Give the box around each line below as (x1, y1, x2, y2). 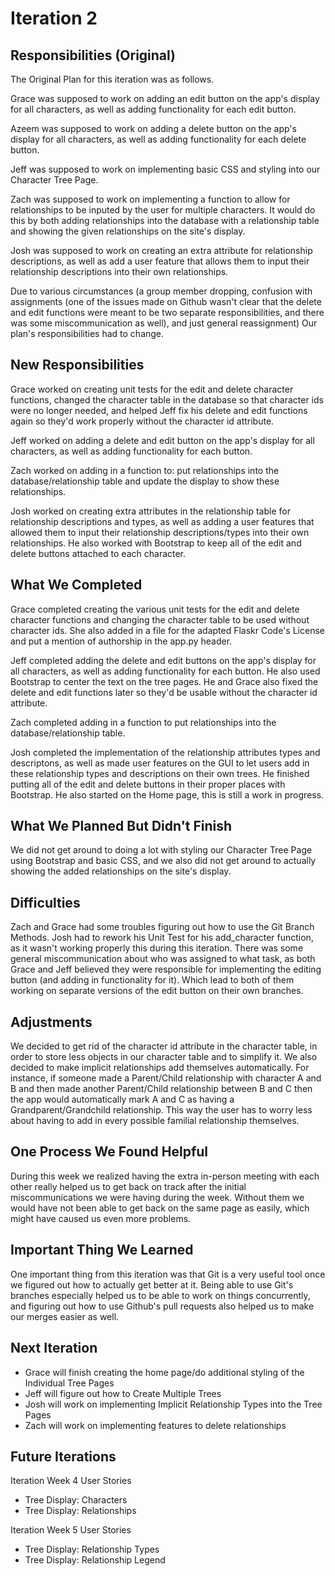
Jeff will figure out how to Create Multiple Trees (24, 1387, 222, 1399)
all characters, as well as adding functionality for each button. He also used (10, 665, 321, 677)
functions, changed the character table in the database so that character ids (10, 393, 324, 406)
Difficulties (10, 894, 81, 911)
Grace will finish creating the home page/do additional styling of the (24, 1366, 305, 1378)
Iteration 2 (10, 7, 98, 30)
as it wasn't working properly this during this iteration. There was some (10, 942, 304, 954)
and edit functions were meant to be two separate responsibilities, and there (10, 307, 325, 318)
